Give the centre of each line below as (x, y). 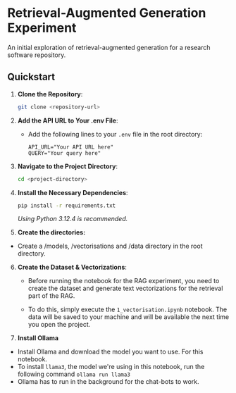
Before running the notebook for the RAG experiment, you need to (124, 281)
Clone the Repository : (50, 94)
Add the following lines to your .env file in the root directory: (115, 134)
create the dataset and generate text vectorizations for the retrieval (125, 288)
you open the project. (59, 325)
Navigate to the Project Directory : (68, 166)
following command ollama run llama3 (74, 374)
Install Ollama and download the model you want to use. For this (110, 352)
